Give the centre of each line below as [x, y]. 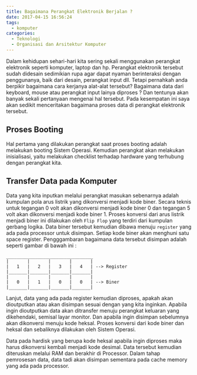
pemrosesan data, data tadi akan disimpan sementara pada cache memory [97, 359]
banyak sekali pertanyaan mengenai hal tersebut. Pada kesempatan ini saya [98, 98]
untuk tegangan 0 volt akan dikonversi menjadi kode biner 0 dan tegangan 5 [98, 208]
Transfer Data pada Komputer [62, 181]
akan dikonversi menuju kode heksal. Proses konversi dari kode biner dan [95, 323]
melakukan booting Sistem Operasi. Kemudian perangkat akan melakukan [95, 150]
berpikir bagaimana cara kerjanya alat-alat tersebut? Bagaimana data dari [95, 86]
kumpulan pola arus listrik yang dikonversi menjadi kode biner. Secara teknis [99, 201]
